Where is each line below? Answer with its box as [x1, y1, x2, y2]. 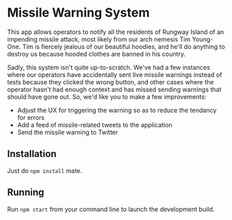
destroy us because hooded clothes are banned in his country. [7, 50, 186, 58]
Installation [7, 148, 57, 160]
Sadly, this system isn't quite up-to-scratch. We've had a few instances [7, 63, 211, 71]
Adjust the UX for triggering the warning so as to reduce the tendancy [17, 106, 217, 114]
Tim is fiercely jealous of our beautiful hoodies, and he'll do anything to [22, 42, 225, 51]
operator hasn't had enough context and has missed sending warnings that [7, 85, 222, 93]
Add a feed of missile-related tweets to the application [17, 120, 173, 129]
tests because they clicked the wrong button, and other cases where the [7, 77, 214, 86]
